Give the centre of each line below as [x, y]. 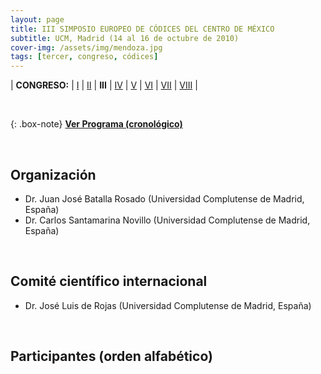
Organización [53, 174]
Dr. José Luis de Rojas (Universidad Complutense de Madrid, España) [168, 305]
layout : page [37, 19]
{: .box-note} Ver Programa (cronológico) [96, 124]
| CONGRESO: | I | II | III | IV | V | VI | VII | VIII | [104, 85]
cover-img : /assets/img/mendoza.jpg [86, 47]
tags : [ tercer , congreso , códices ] [84, 57]
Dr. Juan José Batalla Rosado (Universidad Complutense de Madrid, [164, 198]
